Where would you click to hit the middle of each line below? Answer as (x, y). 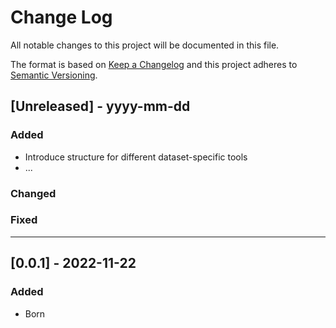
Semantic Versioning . (54, 75)
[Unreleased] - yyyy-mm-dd (100, 106)
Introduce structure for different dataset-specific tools (136, 157)
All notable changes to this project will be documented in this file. (145, 45)
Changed (33, 193)
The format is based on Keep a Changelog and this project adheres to (154, 64)
